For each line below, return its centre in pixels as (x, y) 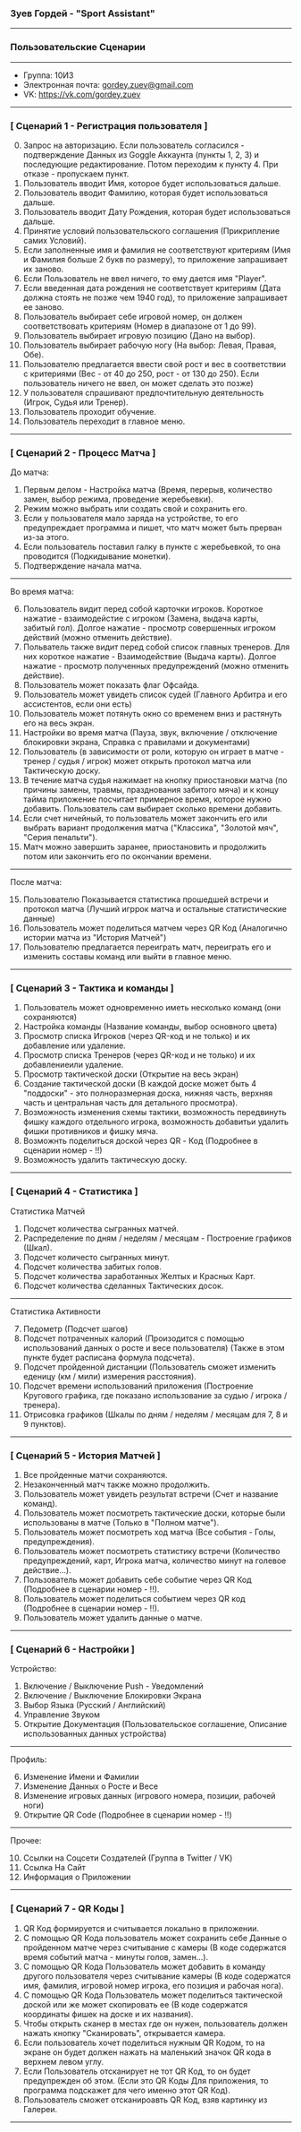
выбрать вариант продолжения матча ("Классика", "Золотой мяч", (151, 828)
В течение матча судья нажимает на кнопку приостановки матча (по (155, 780)
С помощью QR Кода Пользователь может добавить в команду (144, 1966)
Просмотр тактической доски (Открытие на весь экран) (131, 1074)
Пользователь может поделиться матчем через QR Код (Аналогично (155, 928)
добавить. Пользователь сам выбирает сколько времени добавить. (153, 809)
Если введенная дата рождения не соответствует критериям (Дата (152, 288)
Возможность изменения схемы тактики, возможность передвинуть (155, 1113)
